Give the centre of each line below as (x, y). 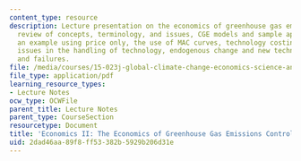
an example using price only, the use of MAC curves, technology (142, 42)
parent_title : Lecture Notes (64, 109)
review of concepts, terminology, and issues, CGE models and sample (150, 34)
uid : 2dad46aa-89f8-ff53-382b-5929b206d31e (92, 142)
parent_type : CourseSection (62, 117)
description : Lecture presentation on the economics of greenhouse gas (146, 26)
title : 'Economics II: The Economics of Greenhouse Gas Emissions (136, 134)
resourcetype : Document (54, 126)
